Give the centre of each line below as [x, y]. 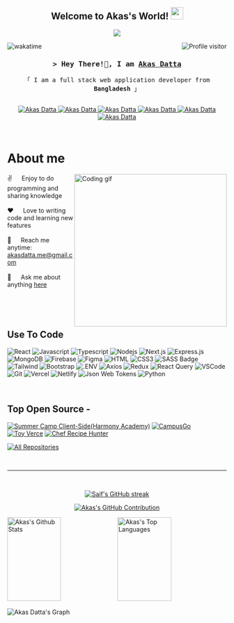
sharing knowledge [35, 196]
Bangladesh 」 [117, 89]
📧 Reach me [29, 240]
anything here [27, 285]
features [19, 225]
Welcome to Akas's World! [110, 16]
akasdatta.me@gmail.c [40, 255]
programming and [33, 188]
